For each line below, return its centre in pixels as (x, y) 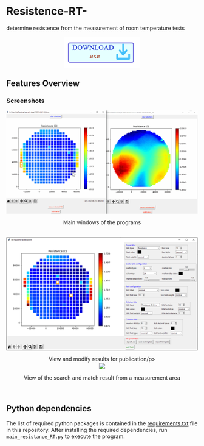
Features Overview (43, 83)
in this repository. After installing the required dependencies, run (87, 430)
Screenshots (25, 101)
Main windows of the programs (102, 222)
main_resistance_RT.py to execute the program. (66, 436)
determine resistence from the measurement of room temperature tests (96, 28)
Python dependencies (49, 409)
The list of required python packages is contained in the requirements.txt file (102, 423)
